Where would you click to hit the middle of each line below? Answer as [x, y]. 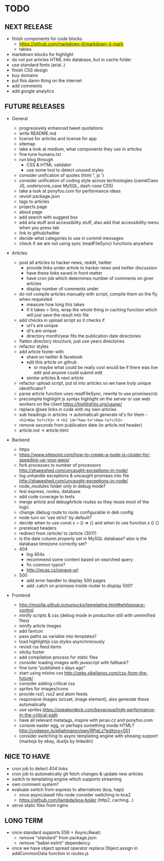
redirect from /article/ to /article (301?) [58, 533]
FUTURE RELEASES [35, 107]
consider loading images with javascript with [64, 662]
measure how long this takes [55, 304]
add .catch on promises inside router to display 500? [80, 586]
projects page [33, 206]
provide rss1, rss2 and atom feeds [53, 694]
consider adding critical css [47, 683]
